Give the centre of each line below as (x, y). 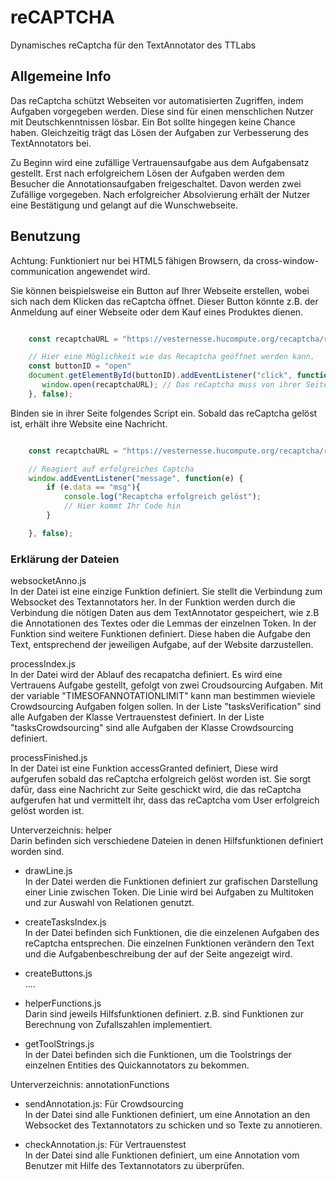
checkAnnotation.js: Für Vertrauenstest (105, 1145)
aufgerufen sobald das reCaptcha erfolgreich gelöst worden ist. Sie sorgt (161, 779)
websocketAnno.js (48, 581)
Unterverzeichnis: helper (61, 830)
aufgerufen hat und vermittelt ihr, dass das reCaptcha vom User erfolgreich (165, 800)
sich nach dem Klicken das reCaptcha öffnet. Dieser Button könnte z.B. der (164, 301)
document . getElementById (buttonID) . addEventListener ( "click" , (160, 376)
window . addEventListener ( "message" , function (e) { (136, 478)
